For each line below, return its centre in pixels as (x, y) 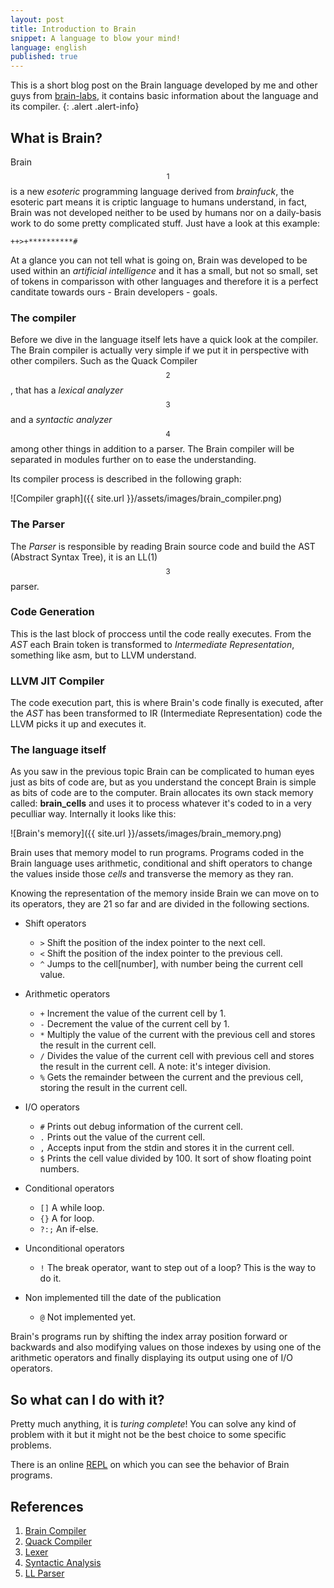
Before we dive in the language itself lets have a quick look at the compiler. (164, 340)
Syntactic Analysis (63, 1563)
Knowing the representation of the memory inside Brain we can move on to (165, 893)
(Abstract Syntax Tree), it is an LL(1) (84, 557)
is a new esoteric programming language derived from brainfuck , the (152, 191)
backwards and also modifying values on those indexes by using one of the (166, 1347)
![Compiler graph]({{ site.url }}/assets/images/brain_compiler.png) (146, 498)
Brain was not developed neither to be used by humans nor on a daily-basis (166, 212)
